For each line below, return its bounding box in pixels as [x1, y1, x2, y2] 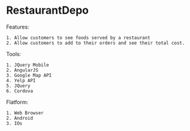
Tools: [6, 50, 21, 57]
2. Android [6, 115, 33, 121]
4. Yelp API [6, 77, 36, 83]
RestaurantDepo [6, 4, 89, 17]
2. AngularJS [6, 67, 39, 73]
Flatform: [6, 98, 29, 105]
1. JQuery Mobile [6, 62, 49, 68]
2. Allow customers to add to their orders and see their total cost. [6, 40, 185, 46]
